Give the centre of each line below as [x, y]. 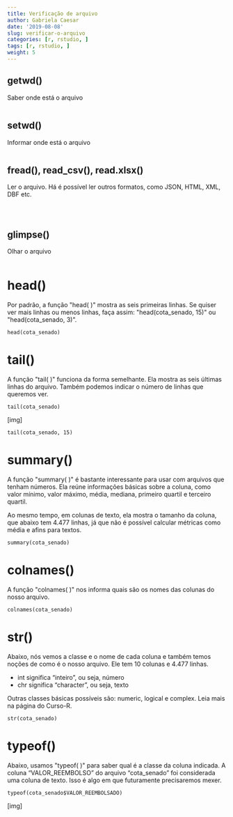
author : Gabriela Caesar [43, 20]
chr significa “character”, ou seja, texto [73, 685]
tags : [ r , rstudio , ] [39, 46]
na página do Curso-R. [40, 706]
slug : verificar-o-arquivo [46, 33]
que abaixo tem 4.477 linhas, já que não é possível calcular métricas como [114, 522]
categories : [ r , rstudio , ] [48, 40]
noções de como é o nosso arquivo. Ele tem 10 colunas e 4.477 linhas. [108, 664]
